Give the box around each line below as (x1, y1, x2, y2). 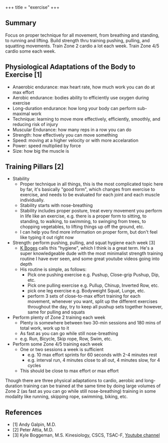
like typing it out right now (20, 235, 74, 241)
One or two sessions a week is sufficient (20, 347, 104, 353)
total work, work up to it (20, 325, 69, 331)
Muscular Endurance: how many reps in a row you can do (12, 127, 132, 133)
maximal (12, 110, 30, 117)
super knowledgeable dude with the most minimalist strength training (20, 251, 163, 257)
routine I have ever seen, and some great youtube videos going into (20, 256, 160, 262)
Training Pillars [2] (5, 163, 64, 171)
